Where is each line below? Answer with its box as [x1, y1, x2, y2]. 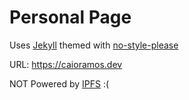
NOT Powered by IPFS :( [9, 77, 110, 90]
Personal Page [9, 6, 132, 29]
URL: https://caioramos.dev [9, 58, 123, 70]
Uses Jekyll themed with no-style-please [9, 39, 179, 51]
